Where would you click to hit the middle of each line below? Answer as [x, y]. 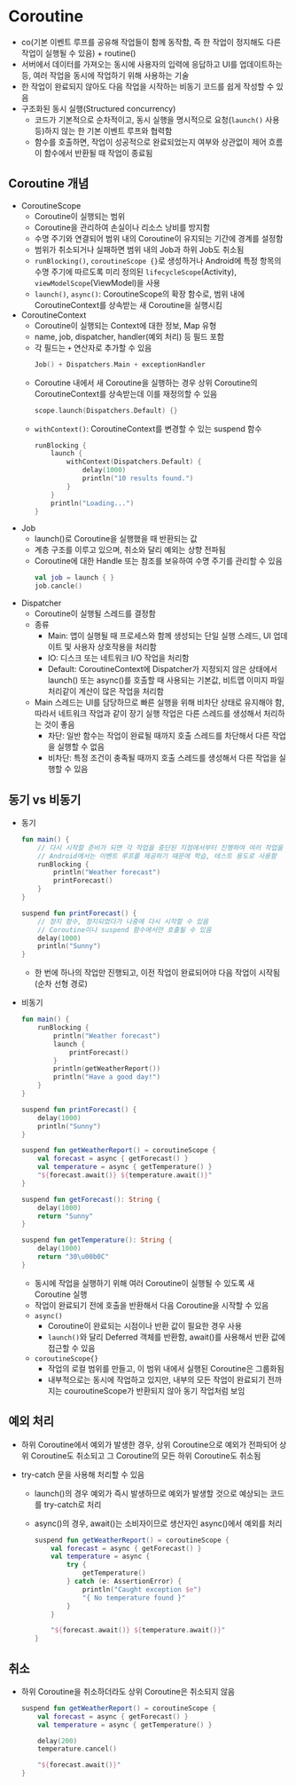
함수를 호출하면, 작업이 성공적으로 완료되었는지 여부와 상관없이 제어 [150, 142]
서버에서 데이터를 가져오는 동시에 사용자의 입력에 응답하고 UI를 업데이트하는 [152, 64]
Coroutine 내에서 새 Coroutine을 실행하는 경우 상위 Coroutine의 [146, 383]
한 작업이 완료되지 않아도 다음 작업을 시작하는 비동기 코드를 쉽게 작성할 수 [148, 86]
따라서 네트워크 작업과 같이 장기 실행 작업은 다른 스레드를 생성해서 [148, 714]
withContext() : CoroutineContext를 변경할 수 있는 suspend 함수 [148, 429]
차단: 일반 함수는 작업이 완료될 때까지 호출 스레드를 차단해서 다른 [159, 736]
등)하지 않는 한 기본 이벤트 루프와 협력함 [103, 130]
